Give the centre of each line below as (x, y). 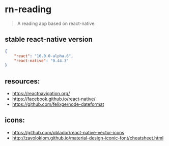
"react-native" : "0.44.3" (41, 61)
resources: (22, 81)
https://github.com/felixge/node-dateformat (58, 104)
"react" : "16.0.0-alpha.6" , (44, 56)
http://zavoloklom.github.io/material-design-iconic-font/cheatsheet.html (88, 138)
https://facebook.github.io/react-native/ (54, 99)
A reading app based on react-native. (57, 23)
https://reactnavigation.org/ (41, 94)
